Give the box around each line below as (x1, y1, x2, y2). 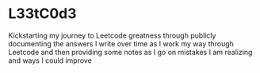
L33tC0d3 (8, 5, 77, 23)
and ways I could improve (8, 56, 93, 65)
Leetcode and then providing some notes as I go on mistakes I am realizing (8, 47, 253, 57)
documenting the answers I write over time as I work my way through (8, 38, 234, 48)
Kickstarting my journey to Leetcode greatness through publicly (8, 31, 216, 40)
